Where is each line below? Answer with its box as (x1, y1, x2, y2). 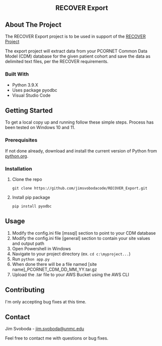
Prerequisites (5, 137, 37, 144)
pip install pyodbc (12, 204, 52, 209)
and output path (12, 240, 45, 246)
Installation (5, 165, 33, 172)
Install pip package (12, 194, 50, 200)
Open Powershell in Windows (12, 245, 72, 251)
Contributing (5, 286, 45, 294)
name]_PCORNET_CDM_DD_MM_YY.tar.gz (12, 266, 97, 272)
